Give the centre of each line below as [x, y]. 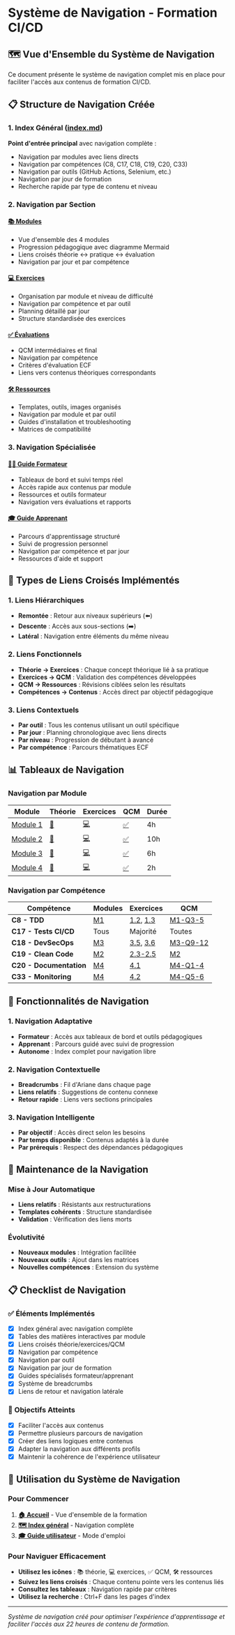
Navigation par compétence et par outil [74, 304]
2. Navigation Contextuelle [54, 1070]
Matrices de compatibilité [54, 429]
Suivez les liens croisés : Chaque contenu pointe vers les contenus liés [121, 1582]
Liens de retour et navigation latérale [71, 1392]
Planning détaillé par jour [54, 311]
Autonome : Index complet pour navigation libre [87, 1051]
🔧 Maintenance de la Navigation [78, 1169]
